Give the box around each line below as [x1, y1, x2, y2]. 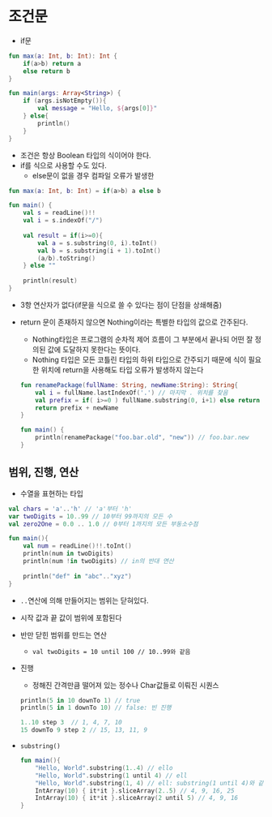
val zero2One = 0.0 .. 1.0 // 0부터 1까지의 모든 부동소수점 [8, 520, 198, 528]
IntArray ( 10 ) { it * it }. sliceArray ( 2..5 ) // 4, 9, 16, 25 [35, 786, 235, 795]
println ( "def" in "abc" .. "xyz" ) [23, 572, 132, 580]
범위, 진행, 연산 [8, 466, 79, 479]
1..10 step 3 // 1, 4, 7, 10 [19, 719, 123, 727]
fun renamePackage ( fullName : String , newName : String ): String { [19, 381, 239, 389]
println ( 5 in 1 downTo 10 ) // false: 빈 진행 [19, 703, 172, 712]
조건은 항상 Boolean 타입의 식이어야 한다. [19, 150, 151, 160]
